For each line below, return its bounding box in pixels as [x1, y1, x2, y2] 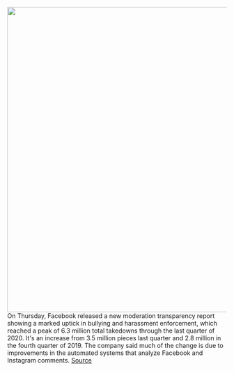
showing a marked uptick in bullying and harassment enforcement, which [7, 319, 218, 327]
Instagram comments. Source [7, 356, 92, 364]
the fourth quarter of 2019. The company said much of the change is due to [7, 342, 224, 349]
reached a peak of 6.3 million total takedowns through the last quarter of [7, 326, 215, 335]
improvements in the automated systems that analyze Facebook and [7, 349, 203, 357]
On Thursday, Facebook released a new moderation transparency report [7, 312, 215, 320]
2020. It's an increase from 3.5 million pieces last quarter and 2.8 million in [7, 334, 221, 342]
